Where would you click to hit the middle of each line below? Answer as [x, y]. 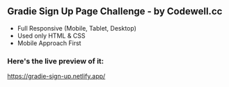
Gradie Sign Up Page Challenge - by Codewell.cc [115, 11]
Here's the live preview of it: [56, 61]
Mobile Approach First [49, 43]
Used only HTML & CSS [51, 35]
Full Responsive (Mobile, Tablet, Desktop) [77, 28]
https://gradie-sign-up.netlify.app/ [56, 77]
